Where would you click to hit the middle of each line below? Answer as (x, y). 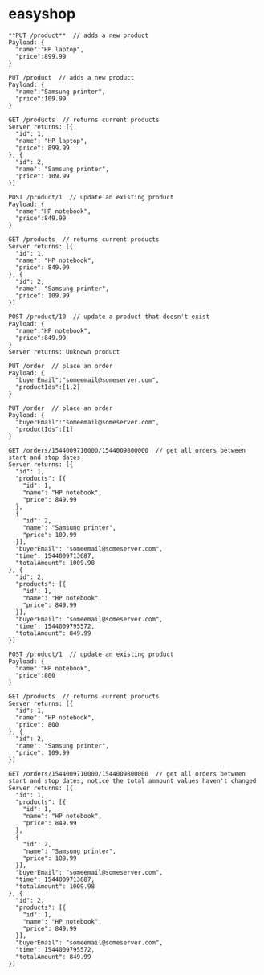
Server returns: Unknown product (64, 352)
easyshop (42, 14)
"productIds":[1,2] (48, 387)
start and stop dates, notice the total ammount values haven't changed (132, 780)
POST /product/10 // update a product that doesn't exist (109, 317)
